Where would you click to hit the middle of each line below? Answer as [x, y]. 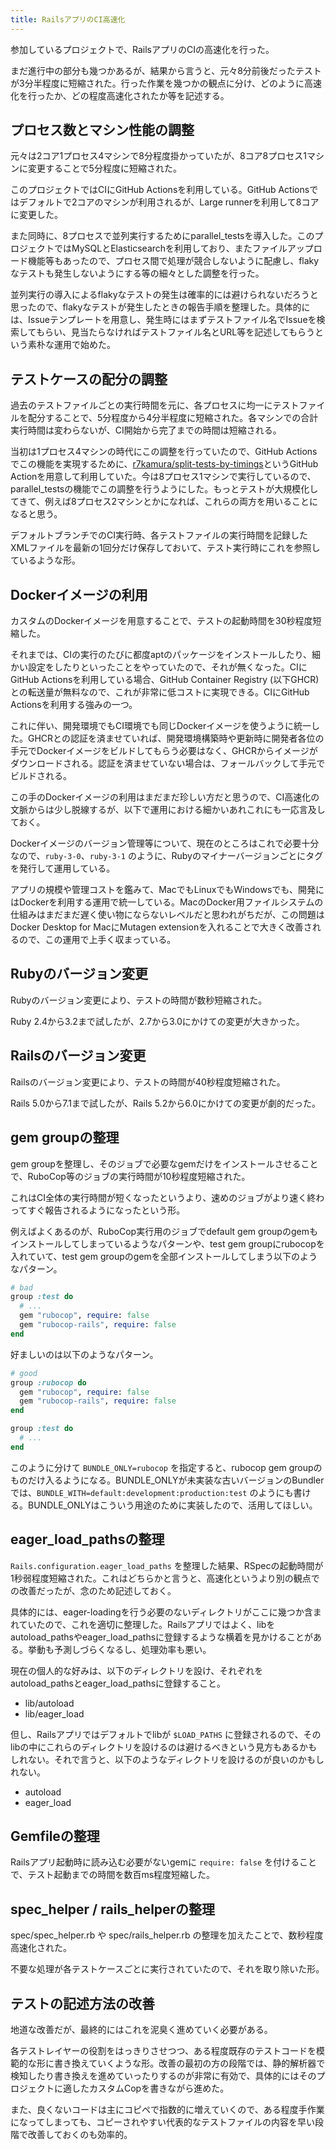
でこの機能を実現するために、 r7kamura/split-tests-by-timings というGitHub [164, 464]
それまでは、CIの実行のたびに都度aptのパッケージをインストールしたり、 [161, 655]
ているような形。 [45, 560]
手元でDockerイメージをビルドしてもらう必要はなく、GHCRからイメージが [164, 751]
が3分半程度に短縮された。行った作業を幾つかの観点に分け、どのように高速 [166, 83]
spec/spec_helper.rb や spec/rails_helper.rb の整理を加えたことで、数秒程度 [167, 1935]
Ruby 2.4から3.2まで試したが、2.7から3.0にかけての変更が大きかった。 [157, 1021]
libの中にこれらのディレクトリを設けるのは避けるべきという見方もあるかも [164, 1747]
